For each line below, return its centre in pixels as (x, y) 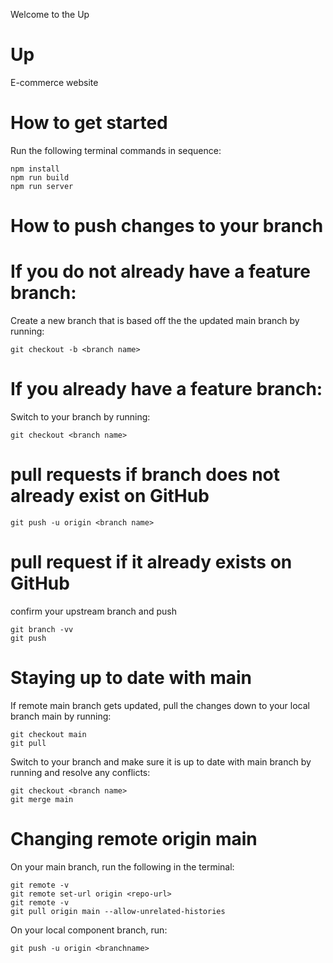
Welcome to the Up (50, 14)
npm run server (42, 186)
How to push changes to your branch (167, 226)
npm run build (40, 177)
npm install (35, 169)
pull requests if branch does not (145, 475)
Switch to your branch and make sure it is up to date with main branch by (161, 761)
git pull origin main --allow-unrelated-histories (118, 911)
